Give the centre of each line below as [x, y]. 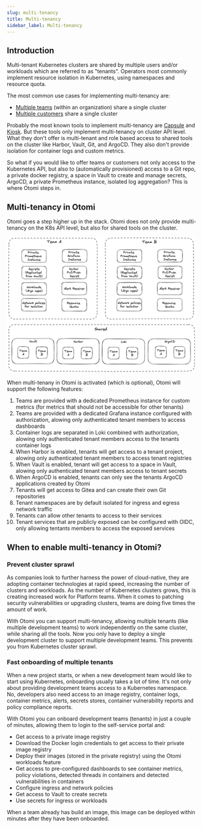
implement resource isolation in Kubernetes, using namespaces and [91, 78]
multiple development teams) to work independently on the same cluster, [97, 627]
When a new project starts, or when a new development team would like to [99, 675]
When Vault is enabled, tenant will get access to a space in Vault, [96, 464]
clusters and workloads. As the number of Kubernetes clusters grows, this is [101, 590]
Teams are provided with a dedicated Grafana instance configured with [103, 413]
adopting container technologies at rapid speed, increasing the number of [98, 583]
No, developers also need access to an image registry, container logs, [93, 695]
